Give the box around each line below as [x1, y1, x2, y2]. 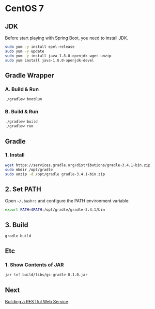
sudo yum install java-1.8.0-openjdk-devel [5, 58, 94, 63]
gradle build [5, 233, 31, 238]
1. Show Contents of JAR [5, 262, 64, 268]
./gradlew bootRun [5, 97, 42, 102]
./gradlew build [5, 119, 38, 124]
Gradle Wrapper [5, 71, 54, 79]
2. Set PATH [5, 185, 41, 193]
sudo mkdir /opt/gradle [5, 167, 53, 172]
